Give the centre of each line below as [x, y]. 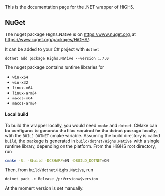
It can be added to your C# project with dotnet [52, 49]
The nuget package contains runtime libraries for [55, 67]
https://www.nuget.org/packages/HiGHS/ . [48, 39]
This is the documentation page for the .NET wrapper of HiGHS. [70, 7]
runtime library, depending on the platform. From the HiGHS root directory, [81, 146]
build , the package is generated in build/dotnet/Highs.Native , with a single [82, 141]
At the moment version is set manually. [44, 188]
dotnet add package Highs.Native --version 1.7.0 [57, 58]
